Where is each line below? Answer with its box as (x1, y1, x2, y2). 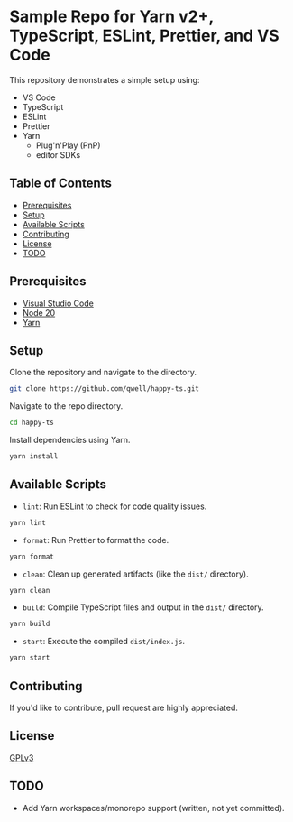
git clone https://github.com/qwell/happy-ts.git (9, 384, 200, 393)
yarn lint (9, 518, 47, 527)
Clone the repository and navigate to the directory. (9, 367, 197, 378)
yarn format (9, 552, 54, 561)
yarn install (9, 452, 59, 461)
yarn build (9, 620, 50, 629)
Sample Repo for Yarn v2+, (9, 6, 215, 27)
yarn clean (9, 586, 50, 595)
